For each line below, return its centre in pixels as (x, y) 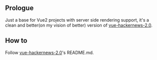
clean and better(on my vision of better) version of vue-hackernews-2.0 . (79, 25)
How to (16, 41)
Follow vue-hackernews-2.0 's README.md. (50, 52)
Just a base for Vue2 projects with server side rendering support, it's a (77, 20)
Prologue (19, 8)
